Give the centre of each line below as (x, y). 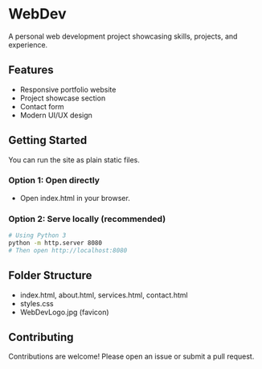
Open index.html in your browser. (75, 198)
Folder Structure (50, 275)
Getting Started (48, 140)
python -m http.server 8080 (55, 243)
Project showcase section (63, 98)
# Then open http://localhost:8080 (68, 250)
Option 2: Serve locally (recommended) (87, 219)
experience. (28, 44)
